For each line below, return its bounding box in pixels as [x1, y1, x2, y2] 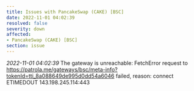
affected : [6, 32, 32, 38]
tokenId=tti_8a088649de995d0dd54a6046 [6, 72, 115, 79]
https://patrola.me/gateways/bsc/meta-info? [6, 66, 118, 73]
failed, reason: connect [115, 72, 174, 79]
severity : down [6, 25, 45, 32]
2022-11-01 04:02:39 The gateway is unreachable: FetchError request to [6, 59, 188, 67]
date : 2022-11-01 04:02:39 [6, 15, 75, 21]
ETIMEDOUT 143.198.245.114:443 [6, 78, 90, 86]
